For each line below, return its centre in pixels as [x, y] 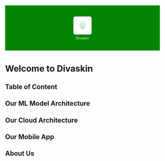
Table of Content [31, 87]
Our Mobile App [30, 137]
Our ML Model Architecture [48, 104]
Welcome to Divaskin [49, 69]
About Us [20, 153]
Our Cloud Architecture [41, 120]
